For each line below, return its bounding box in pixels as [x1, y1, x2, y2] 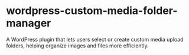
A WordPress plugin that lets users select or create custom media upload [6, 36, 184, 43]
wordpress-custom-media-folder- [6, 4, 178, 18]
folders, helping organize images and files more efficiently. [6, 42, 149, 49]
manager [6, 16, 51, 30]
